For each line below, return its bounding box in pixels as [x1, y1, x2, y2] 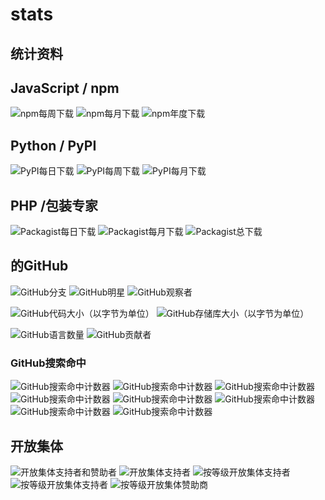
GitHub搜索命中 [10, 356, 87, 370]
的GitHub [10, 258, 69, 275]
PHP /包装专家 [10, 197, 99, 214]
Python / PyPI [10, 137, 97, 154]
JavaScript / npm [10, 79, 120, 97]
